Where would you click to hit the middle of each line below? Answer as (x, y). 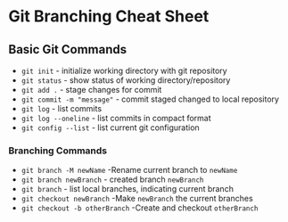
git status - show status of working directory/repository (126, 80)
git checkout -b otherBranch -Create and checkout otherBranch (140, 208)
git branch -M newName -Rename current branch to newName (129, 170)
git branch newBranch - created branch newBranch (112, 179)
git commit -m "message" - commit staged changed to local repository (150, 99)
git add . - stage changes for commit (91, 90)
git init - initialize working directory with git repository (124, 70)
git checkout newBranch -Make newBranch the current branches (137, 199)
